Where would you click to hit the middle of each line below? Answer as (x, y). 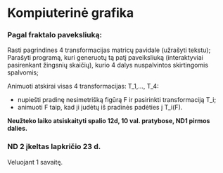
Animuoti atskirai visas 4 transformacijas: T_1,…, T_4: (83, 86)
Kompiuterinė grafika (71, 13)
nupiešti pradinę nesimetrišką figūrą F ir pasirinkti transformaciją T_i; (117, 100)
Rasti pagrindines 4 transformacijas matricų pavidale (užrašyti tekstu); (109, 50)
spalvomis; (23, 72)
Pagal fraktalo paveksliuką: (55, 35)
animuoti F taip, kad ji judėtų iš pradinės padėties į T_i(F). (100, 108)
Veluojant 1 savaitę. (35, 162)
